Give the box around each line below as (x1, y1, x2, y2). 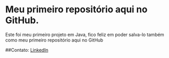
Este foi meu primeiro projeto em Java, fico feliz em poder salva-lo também (5, 31, 164, 37)
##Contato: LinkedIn (5, 47, 49, 53)
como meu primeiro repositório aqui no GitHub (5, 37, 103, 43)
